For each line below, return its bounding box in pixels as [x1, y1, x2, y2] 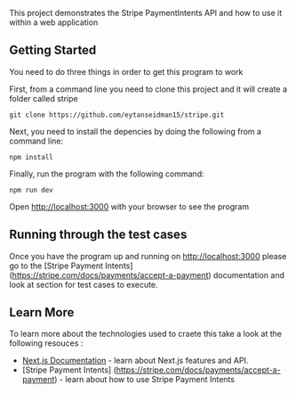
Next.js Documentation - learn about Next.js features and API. [21, 356, 249, 366]
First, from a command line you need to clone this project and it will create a [9, 84, 287, 94]
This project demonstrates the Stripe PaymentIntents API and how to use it [9, 8, 283, 18]
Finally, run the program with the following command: [9, 168, 204, 179]
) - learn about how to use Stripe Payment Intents [54, 374, 236, 385]
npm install [9, 152, 53, 161]
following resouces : [9, 338, 84, 348]
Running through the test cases [9, 227, 188, 242]
